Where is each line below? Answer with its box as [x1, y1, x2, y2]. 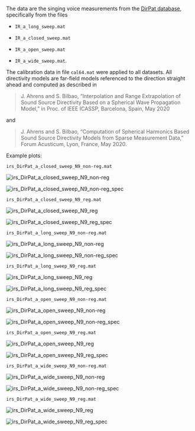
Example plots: [6, 152, 43, 159]
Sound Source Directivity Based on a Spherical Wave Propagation [20, 99, 181, 106]
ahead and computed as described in [6, 81, 97, 88]
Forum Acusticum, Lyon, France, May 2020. [20, 141, 127, 147]
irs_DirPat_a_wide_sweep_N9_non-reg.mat [6, 363, 108, 369]
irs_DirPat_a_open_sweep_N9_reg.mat [6, 330, 96, 336]
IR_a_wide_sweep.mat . [14, 57, 67, 64]
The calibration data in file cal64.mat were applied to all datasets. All [6, 69, 173, 76]
